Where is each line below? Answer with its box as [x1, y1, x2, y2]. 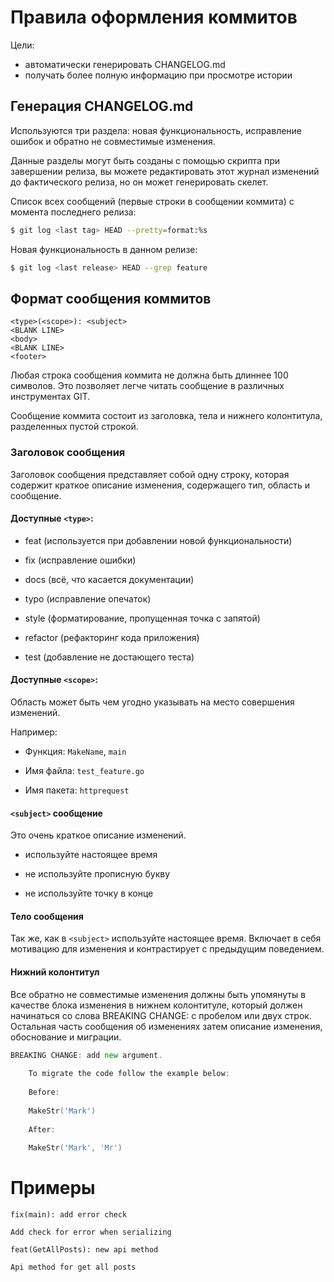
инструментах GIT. [10, 391, 91, 403]
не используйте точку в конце [24, 887, 154, 900]
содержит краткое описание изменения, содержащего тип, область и [10, 479, 311, 491]
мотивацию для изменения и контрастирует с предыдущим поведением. [10, 943, 325, 955]
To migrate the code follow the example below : [28, 1069, 230, 1079]
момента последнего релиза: [10, 206, 137, 218]
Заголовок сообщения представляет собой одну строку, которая [10, 468, 290, 480]
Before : [28, 1087, 60, 1098]
